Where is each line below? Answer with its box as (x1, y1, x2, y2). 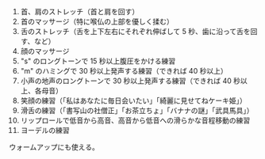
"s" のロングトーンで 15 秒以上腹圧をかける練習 (20, 56, 176, 66)
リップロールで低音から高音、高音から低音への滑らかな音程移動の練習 (20, 115, 251, 125)
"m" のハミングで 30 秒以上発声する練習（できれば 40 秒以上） (20, 66, 229, 75)
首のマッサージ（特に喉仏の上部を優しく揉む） (20, 17, 174, 26)
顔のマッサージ (20, 47, 70, 55)
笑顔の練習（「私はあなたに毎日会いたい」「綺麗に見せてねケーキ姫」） (20, 96, 247, 105)
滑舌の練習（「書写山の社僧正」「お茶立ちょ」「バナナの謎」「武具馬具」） (20, 106, 254, 115)
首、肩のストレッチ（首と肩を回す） (20, 7, 140, 16)
